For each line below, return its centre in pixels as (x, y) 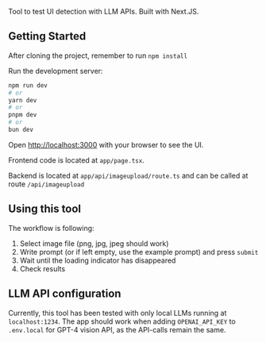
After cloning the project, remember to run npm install (98, 56)
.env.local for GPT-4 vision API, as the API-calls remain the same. (117, 329)
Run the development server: (56, 71)
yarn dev (23, 100)
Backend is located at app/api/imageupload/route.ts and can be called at (128, 175)
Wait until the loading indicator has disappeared (98, 260)
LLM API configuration (65, 294)
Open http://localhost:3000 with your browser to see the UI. (106, 144)
